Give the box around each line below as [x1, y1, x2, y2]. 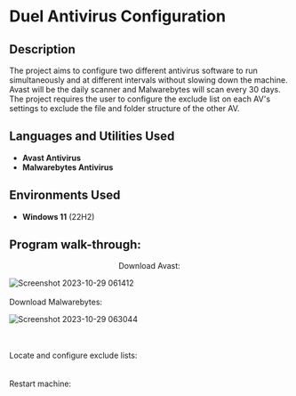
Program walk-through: [9, 238, 142, 253]
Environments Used [9, 188, 121, 203]
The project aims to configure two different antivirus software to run [9, 65, 258, 76]
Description [9, 42, 76, 57]
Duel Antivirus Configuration [9, 6, 227, 27]
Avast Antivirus [21, 152, 82, 163]
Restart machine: [9, 378, 72, 389]
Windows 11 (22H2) [21, 211, 95, 222]
